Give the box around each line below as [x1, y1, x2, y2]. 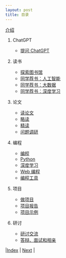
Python [20, 156, 36, 162]
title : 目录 [5, 12, 29, 17]
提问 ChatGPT [20, 47, 50, 53]
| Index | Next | [5, 247, 35, 253]
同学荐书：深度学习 [20, 88, 61, 94]
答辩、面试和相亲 [20, 237, 56, 243]
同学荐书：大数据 [20, 82, 56, 88]
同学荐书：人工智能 [20, 75, 61, 81]
